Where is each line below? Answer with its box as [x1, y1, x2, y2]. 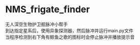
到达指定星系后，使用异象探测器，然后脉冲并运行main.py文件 [5, 27, 133, 34]
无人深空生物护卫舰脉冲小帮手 [5, 21, 68, 27]
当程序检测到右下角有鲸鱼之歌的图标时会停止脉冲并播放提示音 [5, 34, 135, 40]
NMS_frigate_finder [5, 4, 90, 15]
